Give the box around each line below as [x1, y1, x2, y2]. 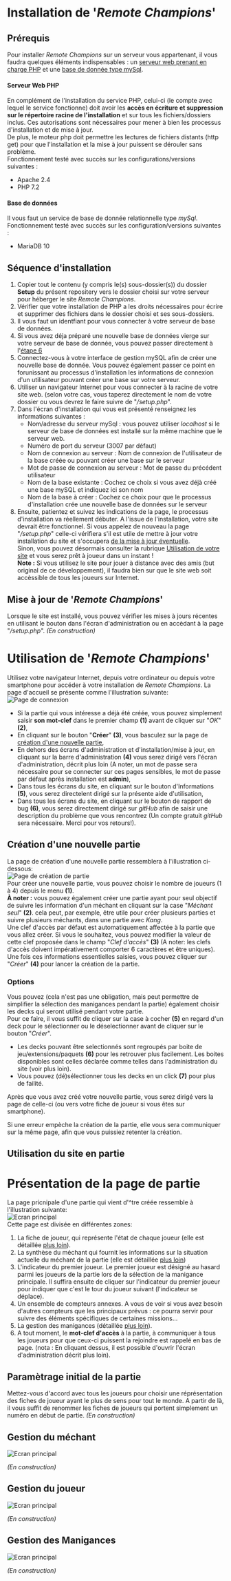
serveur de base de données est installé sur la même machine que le [27, 427, 223, 435]
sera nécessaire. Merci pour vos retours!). [16, 819, 136, 827]
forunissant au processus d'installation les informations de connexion [16, 368, 214, 377]
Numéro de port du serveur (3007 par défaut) [27, 441, 157, 450]
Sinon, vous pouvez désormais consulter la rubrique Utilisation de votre [16, 544, 220, 553]
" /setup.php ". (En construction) [7, 626, 96, 635]
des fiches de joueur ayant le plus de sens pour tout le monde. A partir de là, [7, 1397, 224, 1405]
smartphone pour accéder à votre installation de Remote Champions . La [7, 681, 211, 689]
